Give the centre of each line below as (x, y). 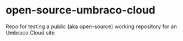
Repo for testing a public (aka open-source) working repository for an (91, 26)
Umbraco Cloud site (30, 32)
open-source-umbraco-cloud (81, 10)
